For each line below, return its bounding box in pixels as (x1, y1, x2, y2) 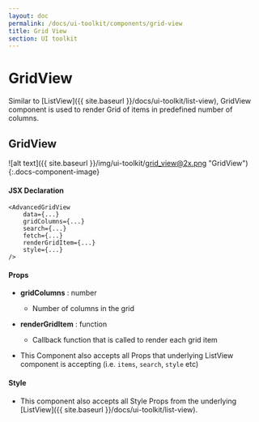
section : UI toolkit (8, 34, 79, 43)
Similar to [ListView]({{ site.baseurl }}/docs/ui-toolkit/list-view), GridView (8, 96, 252, 106)
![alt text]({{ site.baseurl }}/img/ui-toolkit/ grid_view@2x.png (8, 159, 207, 168)
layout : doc (8, 11, 49, 20)
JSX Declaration (8, 185, 65, 195)
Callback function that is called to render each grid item (32, 335, 219, 345)
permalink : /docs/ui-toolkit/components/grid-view (8, 19, 183, 28)
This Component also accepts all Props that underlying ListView (19, 351, 234, 360)
